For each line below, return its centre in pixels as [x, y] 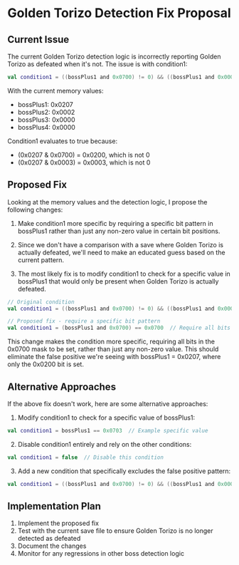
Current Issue [38, 40]
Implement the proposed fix [58, 523]
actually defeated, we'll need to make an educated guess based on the [121, 252]
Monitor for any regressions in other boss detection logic [101, 554]
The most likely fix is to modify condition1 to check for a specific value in [124, 274]
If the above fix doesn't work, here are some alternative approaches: [108, 404]
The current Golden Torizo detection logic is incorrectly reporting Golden [114, 56]
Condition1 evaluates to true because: [63, 141]
